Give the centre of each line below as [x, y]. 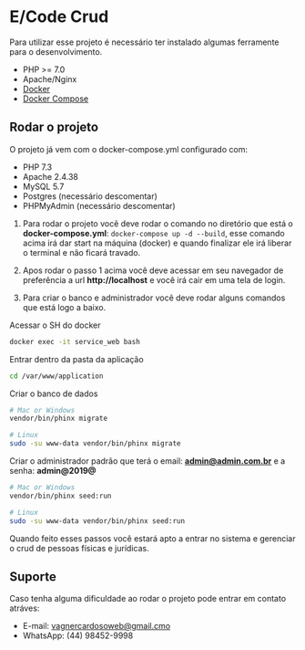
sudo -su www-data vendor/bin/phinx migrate [95, 444]
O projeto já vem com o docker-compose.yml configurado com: [129, 149]
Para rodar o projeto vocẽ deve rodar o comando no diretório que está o [158, 223]
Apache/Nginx [50, 79]
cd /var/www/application [56, 376]
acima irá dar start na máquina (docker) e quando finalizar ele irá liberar [157, 243]
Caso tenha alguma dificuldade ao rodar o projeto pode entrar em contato [148, 599]
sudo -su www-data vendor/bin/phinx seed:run [97, 521]
